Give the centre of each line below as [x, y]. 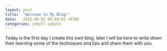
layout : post [19, 10]
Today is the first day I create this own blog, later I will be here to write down [83, 38]
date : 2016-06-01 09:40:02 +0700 [42, 19]
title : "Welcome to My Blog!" [38, 14]
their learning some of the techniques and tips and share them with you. [79, 43]
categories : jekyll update [33, 24]
